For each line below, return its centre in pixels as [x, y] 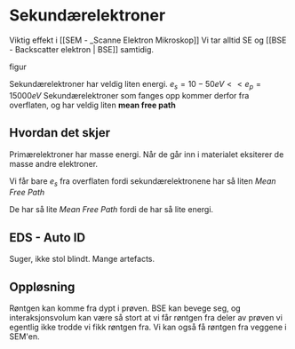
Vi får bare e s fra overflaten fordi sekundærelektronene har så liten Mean [143, 182]
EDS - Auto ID [48, 238]
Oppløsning [42, 286]
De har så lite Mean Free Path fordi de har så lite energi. [112, 210]
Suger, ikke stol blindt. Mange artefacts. [82, 259]
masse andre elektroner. [54, 163]
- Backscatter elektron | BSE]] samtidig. [81, 49]
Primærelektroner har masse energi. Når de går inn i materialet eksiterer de [147, 154]
